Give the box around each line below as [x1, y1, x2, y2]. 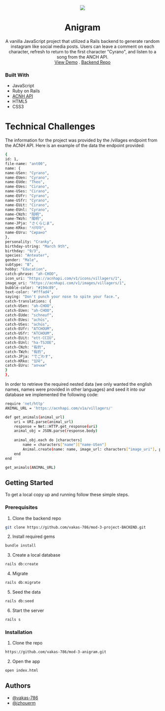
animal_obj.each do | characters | [14, 438, 82, 443]
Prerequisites [5, 504, 38, 511]
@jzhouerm [12, 700, 36, 706]
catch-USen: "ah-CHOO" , [5, 303, 54, 308]
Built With [5, 72, 29, 78]
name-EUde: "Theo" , [5, 180, 45, 185]
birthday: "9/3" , [5, 248, 41, 254]
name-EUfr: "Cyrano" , [5, 193, 50, 198]
